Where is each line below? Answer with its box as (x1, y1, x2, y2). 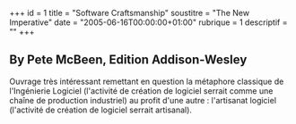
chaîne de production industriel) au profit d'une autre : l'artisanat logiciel (9, 95, 276, 105)
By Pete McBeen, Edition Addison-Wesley (9, 53, 248, 68)
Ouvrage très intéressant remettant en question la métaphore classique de (9, 76, 284, 87)
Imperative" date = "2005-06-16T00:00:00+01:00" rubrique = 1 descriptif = (9, 17, 288, 28)
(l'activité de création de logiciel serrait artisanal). (9, 104, 193, 115)
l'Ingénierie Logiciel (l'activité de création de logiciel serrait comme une (9, 85, 274, 96)
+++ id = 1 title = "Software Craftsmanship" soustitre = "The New (9, 8, 249, 18)
